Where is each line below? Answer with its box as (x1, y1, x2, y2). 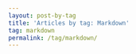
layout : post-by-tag (8, 11, 77, 20)
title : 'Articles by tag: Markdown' (8, 19, 130, 27)
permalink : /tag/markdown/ (8, 33, 98, 42)
